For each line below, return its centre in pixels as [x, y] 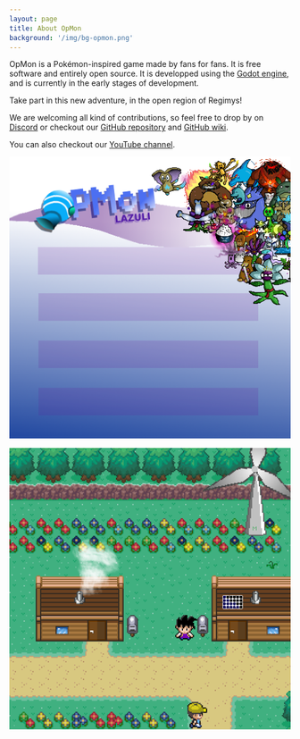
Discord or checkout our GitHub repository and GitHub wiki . [119, 127]
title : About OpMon [46, 28]
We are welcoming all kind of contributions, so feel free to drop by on [137, 118]
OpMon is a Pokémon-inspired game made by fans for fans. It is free [135, 64]
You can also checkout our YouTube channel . [92, 145]
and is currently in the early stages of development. [104, 83]
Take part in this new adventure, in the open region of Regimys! [126, 101]
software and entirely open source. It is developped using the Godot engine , [149, 74]
